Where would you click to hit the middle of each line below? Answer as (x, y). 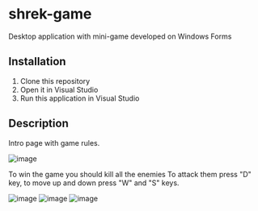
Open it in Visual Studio (59, 89)
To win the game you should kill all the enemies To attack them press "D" (130, 174)
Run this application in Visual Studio (80, 98)
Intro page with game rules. (54, 143)
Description (38, 124)
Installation (37, 62)
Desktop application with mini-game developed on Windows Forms (120, 36)
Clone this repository (55, 81)
